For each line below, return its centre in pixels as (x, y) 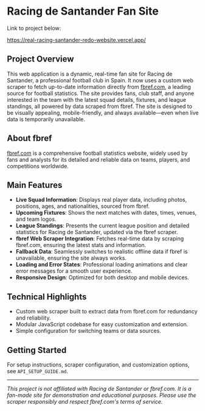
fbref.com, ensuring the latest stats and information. (81, 245)
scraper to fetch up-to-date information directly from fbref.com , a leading (99, 87)
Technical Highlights (47, 297)
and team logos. (36, 219)
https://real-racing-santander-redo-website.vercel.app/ (76, 40)
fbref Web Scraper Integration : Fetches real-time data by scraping (100, 238)
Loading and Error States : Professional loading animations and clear (102, 265)
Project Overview (40, 59)
